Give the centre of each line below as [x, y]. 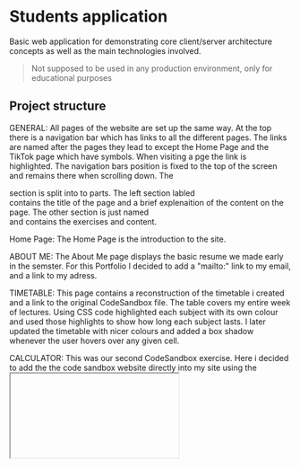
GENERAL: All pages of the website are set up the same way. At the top [141, 128]
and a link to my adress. [53, 275]
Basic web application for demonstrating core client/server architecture [141, 41]
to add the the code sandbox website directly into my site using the [133, 367]
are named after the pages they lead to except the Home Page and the [139, 146]
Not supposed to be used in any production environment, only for [152, 68]
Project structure [58, 106]
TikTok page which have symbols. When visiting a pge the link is [128, 156]
